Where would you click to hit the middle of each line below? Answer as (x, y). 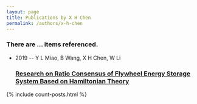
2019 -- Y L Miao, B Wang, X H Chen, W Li (68, 58)
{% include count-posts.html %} (47, 94)
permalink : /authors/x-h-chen (45, 23)
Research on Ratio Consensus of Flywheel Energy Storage (103, 74)
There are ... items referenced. (52, 44)
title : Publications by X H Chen (49, 18)
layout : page (23, 12)
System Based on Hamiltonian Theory (72, 81)
